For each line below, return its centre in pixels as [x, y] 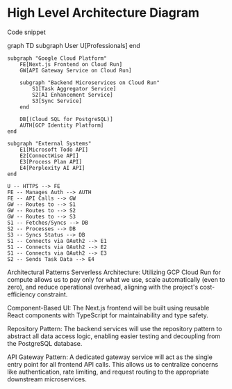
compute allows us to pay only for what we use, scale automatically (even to [116, 279]
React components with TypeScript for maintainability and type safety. [108, 315]
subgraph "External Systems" [49, 143]
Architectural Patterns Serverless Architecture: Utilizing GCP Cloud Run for [114, 272]
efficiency [22, 294]
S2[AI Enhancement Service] [73, 95]
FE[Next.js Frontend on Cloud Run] [71, 64]
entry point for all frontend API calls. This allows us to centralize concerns [113, 364]
